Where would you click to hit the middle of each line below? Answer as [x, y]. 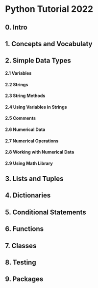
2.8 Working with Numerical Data [40, 152]
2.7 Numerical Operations [32, 141]
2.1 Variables [18, 73]
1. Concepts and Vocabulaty [49, 44]
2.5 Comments [20, 118]
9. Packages [24, 279]
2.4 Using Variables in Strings [36, 107]
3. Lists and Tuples [34, 179]
